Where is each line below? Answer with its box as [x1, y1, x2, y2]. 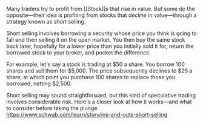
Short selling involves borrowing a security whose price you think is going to [6, 30, 197, 37]
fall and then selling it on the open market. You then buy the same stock [6, 36, 185, 43]
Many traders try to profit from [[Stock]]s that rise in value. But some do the [6, 5, 195, 12]
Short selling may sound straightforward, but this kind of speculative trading [6, 92, 196, 99]
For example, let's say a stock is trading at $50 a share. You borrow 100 [6, 60, 185, 68]
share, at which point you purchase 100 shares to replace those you [6, 74, 176, 80]
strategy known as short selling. [6, 18, 86, 25]
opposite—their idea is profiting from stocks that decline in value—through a [6, 11, 197, 19]
